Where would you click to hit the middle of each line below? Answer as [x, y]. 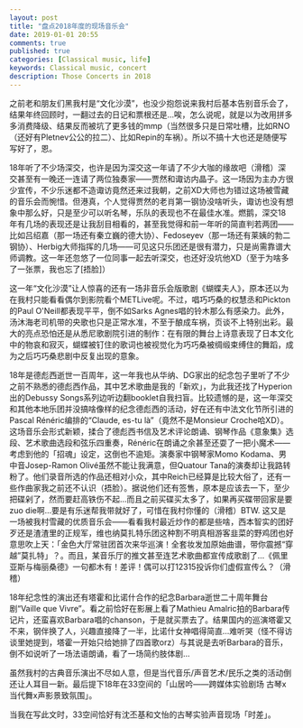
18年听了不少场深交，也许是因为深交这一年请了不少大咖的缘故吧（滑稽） [144, 167]
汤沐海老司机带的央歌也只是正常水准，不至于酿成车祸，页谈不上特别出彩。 [147, 322]
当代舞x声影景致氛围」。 [53, 695]
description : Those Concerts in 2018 [80, 77]
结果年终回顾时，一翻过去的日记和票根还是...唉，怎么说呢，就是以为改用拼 [147, 115]
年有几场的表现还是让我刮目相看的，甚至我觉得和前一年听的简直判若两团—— [151, 224]
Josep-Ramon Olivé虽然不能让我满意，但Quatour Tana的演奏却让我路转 [158, 465]
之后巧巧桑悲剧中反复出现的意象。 [80, 355]
